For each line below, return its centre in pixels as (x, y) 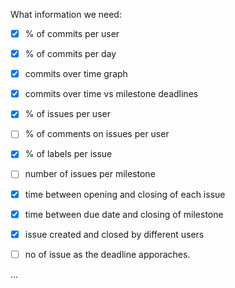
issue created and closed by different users (114, 234)
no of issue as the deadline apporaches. (107, 254)
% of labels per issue (68, 154)
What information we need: (66, 14)
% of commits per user (72, 33)
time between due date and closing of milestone (124, 214)
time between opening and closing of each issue (125, 194)
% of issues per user (67, 114)
